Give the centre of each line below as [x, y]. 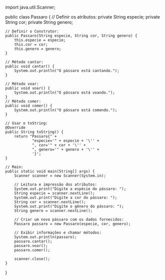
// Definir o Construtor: [32, 31]
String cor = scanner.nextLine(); [50, 202]
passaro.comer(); [32, 250]
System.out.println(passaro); [46, 237]
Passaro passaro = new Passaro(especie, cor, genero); [72, 224]
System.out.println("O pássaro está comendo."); [66, 110]
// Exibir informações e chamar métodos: [58, 232]
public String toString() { [34, 132]
